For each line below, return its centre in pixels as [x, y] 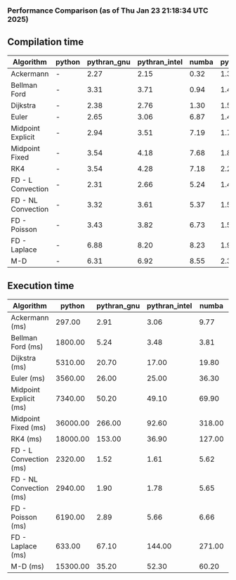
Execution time [41, 286]
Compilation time [46, 42]
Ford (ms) [27, 347]
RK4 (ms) [26, 439]
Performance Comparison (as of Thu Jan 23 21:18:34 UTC [108, 11]
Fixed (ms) [29, 427]
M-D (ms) [27, 566]
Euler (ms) [28, 378]
